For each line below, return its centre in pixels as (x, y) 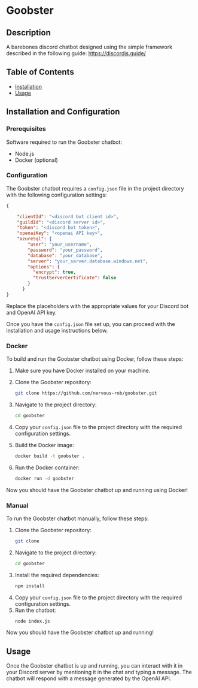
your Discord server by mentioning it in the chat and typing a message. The (99, 672)
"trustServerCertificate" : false (74, 278)
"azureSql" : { (34, 239)
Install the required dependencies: (57, 575)
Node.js (25, 153)
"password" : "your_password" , (65, 250)
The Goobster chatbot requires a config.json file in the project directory (95, 188)
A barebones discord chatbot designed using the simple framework (89, 47)
